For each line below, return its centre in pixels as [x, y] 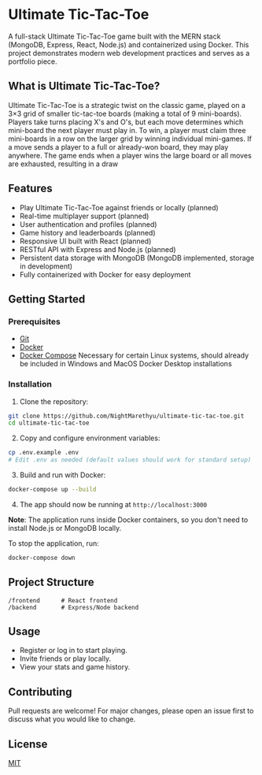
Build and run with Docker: [63, 475]
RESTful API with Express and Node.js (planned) [98, 249]
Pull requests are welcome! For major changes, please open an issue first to [131, 711]
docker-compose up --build [52, 490]
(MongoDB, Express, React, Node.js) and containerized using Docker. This [129, 44]
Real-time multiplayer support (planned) [84, 216]
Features [30, 189]
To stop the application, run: [54, 543]
